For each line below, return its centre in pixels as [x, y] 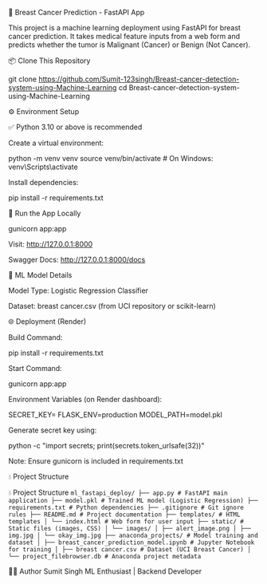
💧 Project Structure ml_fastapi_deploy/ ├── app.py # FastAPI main [118, 492]
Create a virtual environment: [56, 143]
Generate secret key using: [53, 430]
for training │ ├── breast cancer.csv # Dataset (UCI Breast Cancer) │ [130, 550]
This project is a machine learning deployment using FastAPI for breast [125, 28]
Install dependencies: [43, 182]
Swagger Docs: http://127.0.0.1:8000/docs [77, 260]
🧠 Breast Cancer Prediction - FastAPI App [77, 12]
